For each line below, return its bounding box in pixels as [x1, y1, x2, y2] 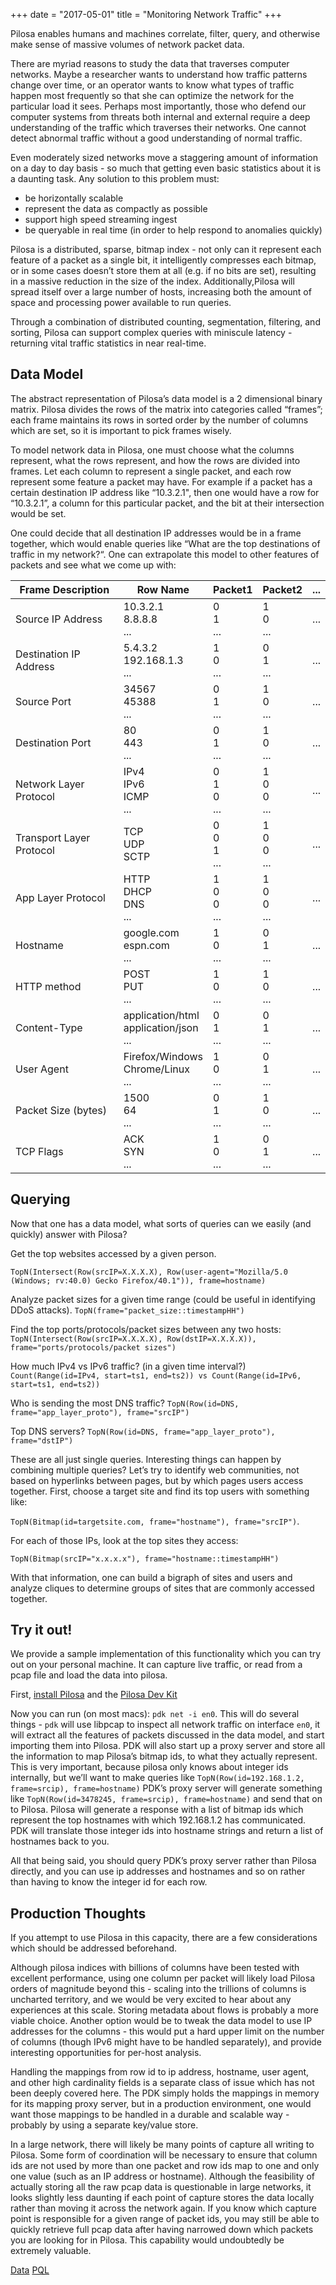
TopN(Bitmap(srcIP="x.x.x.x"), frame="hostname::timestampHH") [10, 1554, 280, 1564]
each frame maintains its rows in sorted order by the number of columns [10, 414, 309, 426]
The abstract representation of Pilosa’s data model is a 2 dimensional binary [10, 392, 323, 404]
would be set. [10, 507, 67, 519]
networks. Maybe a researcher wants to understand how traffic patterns [10, 69, 308, 80]
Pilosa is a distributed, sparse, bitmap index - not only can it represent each [10, 244, 322, 255]
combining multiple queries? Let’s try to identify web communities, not [10, 1464, 300, 1476]
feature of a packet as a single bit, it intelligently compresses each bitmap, [10, 254, 317, 266]
